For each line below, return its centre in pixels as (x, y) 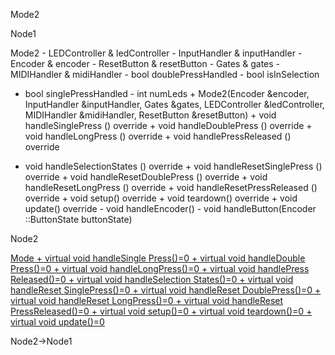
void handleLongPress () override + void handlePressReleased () (158, 136)
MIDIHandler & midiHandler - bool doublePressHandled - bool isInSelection (165, 74)
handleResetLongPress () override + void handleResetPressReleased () (171, 187)
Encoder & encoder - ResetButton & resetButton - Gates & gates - (145, 63)
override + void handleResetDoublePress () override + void (146, 177)
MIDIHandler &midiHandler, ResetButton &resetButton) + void (150, 115)
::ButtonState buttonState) (78, 219)
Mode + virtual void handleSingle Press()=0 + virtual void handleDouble (158, 258)
